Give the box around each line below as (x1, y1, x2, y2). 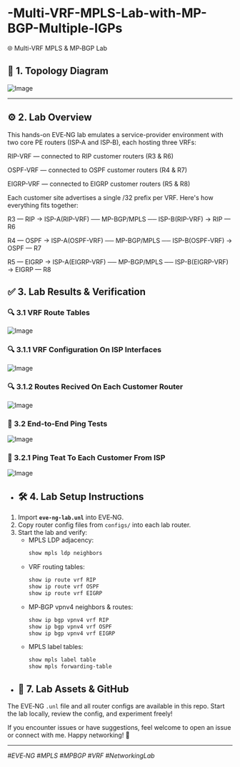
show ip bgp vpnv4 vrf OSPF (28, 623, 112, 630)
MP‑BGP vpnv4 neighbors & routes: (28, 602, 134, 611)
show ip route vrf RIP (28, 576, 96, 583)
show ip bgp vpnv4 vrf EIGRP (28, 630, 116, 637)
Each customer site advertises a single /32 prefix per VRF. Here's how (7, 193, 214, 201)
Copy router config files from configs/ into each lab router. (17, 521, 191, 529)
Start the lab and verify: (17, 528, 88, 537)
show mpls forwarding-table (28, 663, 112, 671)
